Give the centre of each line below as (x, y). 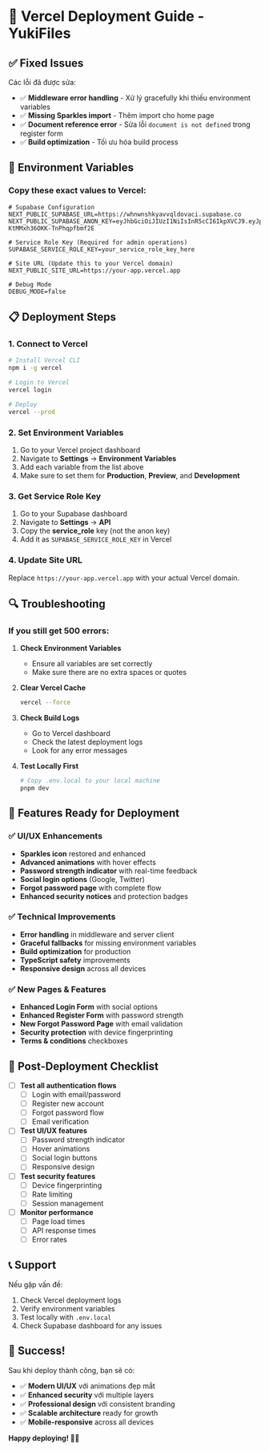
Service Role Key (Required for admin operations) (102, 242)
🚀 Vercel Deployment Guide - (106, 16)
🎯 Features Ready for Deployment (94, 813)
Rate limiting (52, 1194)
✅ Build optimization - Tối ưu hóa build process (99, 142)
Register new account (68, 1103)
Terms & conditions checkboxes (74, 1041)
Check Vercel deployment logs (70, 1300)
